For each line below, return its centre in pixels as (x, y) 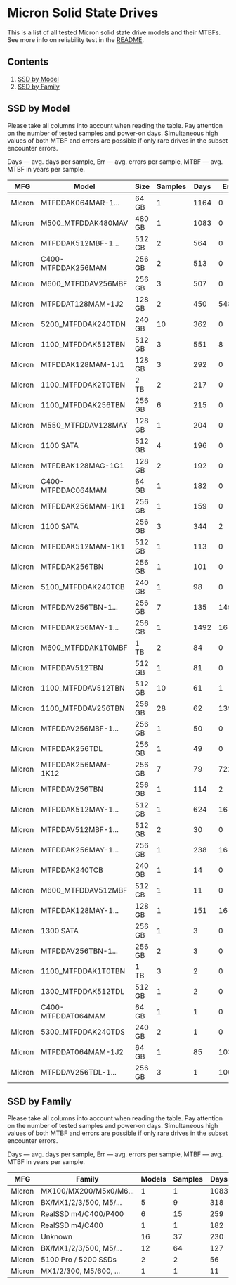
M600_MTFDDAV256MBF (84, 283)
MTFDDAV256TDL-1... (79, 1072)
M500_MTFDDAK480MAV (85, 223)
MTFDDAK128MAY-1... (80, 910)
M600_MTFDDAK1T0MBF (84, 647)
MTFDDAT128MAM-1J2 (83, 304)
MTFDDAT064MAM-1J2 (83, 1051)
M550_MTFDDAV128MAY (84, 425)
